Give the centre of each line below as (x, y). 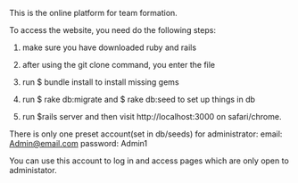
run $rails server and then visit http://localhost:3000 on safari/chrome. (152, 116)
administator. (33, 170)
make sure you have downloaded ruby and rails (109, 47)
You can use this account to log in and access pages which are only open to (149, 161)
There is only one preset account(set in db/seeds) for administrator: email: (146, 134)
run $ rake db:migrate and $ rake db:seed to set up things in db (139, 99)
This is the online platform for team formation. (94, 13)
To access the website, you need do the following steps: (113, 30)
